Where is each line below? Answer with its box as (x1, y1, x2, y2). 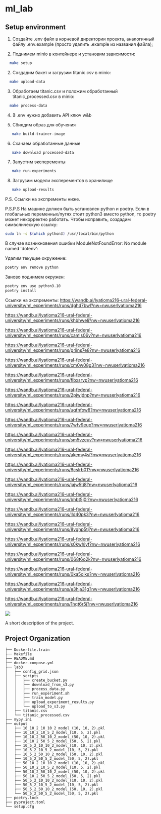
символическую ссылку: (5, 222, 58, 228)
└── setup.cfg (5, 804, 35, 809)
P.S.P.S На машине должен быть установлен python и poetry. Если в (5, 206, 150, 212)
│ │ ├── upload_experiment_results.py (5, 700, 94, 705)
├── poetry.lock (5, 796, 39, 801)
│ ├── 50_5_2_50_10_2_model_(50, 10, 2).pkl (5, 787, 103, 792)
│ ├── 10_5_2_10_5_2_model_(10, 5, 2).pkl (5, 747, 99, 753)
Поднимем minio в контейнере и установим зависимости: (12, 51, 135, 57)
